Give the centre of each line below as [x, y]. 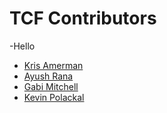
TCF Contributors [83, 18]
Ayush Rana [48, 76]
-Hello [22, 46]
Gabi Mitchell [51, 86]
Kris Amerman [53, 65]
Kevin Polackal [54, 97]
